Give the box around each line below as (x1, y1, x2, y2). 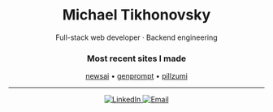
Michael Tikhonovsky (62, 6, 211, 24)
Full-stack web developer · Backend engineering (55, 32, 218, 42)
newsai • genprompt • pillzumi (84, 71, 188, 81)
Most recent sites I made (86, 53, 187, 64)
